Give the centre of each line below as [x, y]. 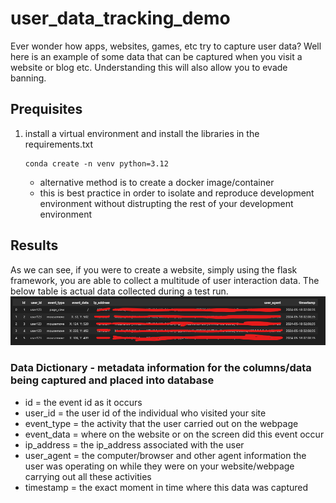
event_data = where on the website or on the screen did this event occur [174, 434]
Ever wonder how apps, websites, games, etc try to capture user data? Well [166, 46]
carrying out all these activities [88, 476]
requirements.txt [59, 144]
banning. [28, 78]
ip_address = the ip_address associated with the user [134, 444]
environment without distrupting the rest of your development [166, 203]
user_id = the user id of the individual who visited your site [145, 413]
